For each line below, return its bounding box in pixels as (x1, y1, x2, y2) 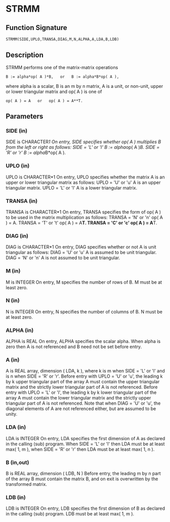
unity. (6, 411, 18, 417)
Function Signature (6, 23, 67, 32)
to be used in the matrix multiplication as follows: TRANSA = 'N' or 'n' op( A (6, 214, 163, 220)
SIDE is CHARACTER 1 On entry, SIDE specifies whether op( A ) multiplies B (6, 139, 161, 145)
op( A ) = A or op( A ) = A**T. (6, 98, 83, 103)
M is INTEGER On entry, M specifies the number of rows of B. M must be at (6, 279, 162, 285)
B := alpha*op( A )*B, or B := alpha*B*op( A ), (6, 74, 119, 79)
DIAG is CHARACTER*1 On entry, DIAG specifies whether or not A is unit (6, 244, 156, 250)
